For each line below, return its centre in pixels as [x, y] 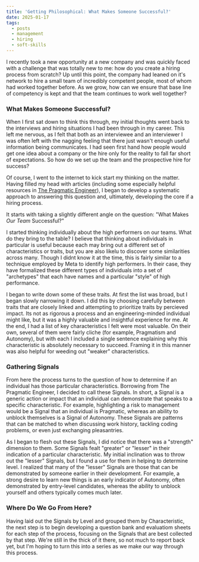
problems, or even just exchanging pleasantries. [65, 430]
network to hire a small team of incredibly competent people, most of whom [99, 80]
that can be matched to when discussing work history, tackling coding [92, 424]
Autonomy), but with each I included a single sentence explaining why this [97, 339]
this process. [22, 552]
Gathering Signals [33, 367]
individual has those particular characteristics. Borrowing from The [88, 386]
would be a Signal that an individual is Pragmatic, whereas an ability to [92, 411]
